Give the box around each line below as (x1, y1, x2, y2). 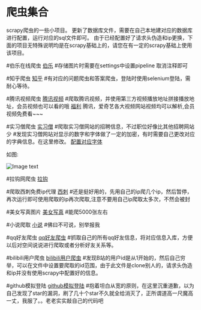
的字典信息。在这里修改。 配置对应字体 (6, 138, 103, 145)
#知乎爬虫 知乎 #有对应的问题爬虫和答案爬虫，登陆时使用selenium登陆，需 (6, 75, 191, 82)
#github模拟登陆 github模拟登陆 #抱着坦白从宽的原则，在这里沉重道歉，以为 (6, 282, 194, 289)
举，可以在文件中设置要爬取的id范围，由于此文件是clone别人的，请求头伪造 (6, 261, 193, 268)
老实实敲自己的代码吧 (50, 297, 104, 304)
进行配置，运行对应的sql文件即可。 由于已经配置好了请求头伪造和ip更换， (6, 34, 188, 41)
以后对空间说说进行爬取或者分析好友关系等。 (6, 241, 117, 249)
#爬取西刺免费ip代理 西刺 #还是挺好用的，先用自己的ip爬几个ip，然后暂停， (6, 188, 193, 195)
